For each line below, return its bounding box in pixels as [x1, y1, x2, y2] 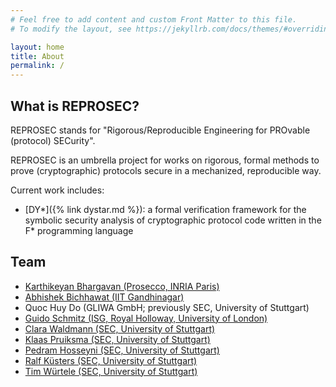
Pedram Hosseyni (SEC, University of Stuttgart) [24, 344, 220, 356]
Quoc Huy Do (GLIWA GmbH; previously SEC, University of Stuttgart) [24, 301, 310, 313]
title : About [10, 51, 65, 61]
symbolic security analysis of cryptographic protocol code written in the [24, 214, 322, 226]
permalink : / [10, 61, 65, 71]
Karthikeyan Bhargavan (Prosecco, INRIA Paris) [24, 280, 220, 292]
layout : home [10, 42, 65, 52]
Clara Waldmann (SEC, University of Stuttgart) [24, 322, 216, 335]
